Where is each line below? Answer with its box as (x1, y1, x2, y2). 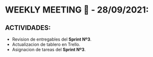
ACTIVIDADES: (5, 24, 51, 32)
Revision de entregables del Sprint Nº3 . (12, 36, 92, 42)
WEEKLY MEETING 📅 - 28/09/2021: (5, 4, 149, 15)
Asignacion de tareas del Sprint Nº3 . (12, 47, 86, 52)
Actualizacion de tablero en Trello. (12, 42, 81, 47)
